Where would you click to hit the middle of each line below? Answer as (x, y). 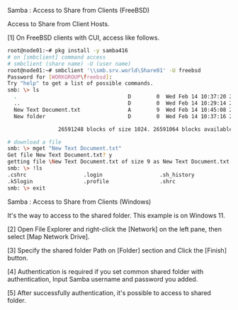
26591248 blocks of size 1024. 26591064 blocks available (145, 129)
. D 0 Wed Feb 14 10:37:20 (120, 97)
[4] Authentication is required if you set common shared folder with (106, 271)
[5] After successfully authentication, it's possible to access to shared (109, 292)
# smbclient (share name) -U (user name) (69, 64)
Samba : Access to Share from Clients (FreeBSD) (79, 10)
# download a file (34, 142)
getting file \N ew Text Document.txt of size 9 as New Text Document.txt (119, 162)
